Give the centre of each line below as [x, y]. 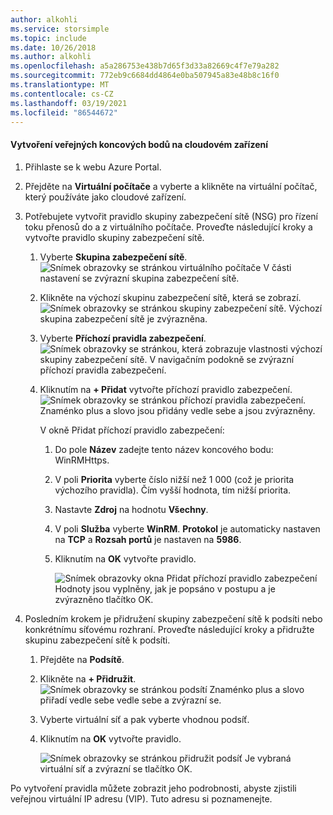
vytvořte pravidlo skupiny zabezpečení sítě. [114, 237]
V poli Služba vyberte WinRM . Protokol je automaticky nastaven [187, 528]
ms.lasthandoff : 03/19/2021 [69, 103]
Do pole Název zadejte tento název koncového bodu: [164, 449]
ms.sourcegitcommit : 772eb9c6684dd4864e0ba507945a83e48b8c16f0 [145, 76]
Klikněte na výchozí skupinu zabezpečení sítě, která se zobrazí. [170, 297]
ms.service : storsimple [60, 29]
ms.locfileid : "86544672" [64, 112]
